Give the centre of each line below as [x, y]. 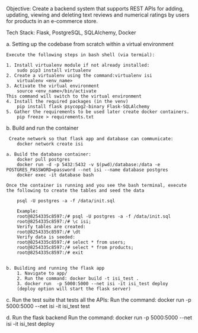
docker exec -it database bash [55, 175]
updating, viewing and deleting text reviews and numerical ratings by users [98, 15]
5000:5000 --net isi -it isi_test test [48, 306]
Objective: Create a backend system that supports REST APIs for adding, [95, 9]
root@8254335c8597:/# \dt [49, 232]
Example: [28, 211]
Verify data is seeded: [46, 237]
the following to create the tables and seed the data [75, 190]
